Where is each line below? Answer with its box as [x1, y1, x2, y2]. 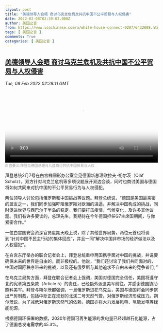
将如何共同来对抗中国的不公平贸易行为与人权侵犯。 [5, 184, 107, 190]
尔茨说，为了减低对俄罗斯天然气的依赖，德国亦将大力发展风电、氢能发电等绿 [5, 299, 158, 305]
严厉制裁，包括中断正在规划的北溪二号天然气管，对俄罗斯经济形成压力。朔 [9, 293, 158, 298]
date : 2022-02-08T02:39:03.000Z [5, 16, 70, 21]
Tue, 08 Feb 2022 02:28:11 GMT [5, 80, 69, 86]
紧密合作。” [5, 219, 27, 225]
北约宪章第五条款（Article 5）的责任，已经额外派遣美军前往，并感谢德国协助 [5, 280, 158, 286]
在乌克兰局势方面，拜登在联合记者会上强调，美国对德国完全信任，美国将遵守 [5, 275, 158, 280]
